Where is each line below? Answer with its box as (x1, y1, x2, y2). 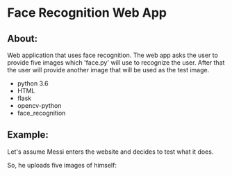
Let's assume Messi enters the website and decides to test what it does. (7, 147, 214, 156)
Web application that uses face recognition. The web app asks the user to (7, 51, 219, 59)
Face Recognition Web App (7, 5, 167, 21)
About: (7, 33, 38, 45)
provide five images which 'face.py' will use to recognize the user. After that (7, 58, 225, 67)
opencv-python (17, 102, 62, 109)
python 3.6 (17, 79, 49, 88)
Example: (7, 129, 49, 141)
